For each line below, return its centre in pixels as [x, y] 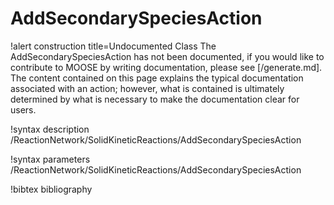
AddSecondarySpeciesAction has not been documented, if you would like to [167, 56]
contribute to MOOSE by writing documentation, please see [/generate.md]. [166, 67]
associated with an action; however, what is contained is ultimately [147, 88]
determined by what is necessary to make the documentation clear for [155, 99]
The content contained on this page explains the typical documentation [157, 78]
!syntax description [50, 129]
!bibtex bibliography [51, 189]
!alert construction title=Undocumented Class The [113, 46]
